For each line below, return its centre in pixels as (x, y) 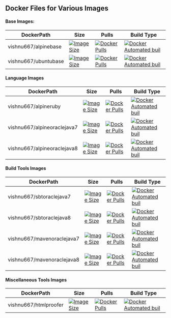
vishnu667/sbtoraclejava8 (39, 218)
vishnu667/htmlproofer (36, 305)
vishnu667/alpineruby (34, 106)
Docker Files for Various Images (57, 8)
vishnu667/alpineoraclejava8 (43, 148)
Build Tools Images (26, 168)
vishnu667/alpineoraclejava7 (43, 127)
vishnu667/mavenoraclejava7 (44, 239)
